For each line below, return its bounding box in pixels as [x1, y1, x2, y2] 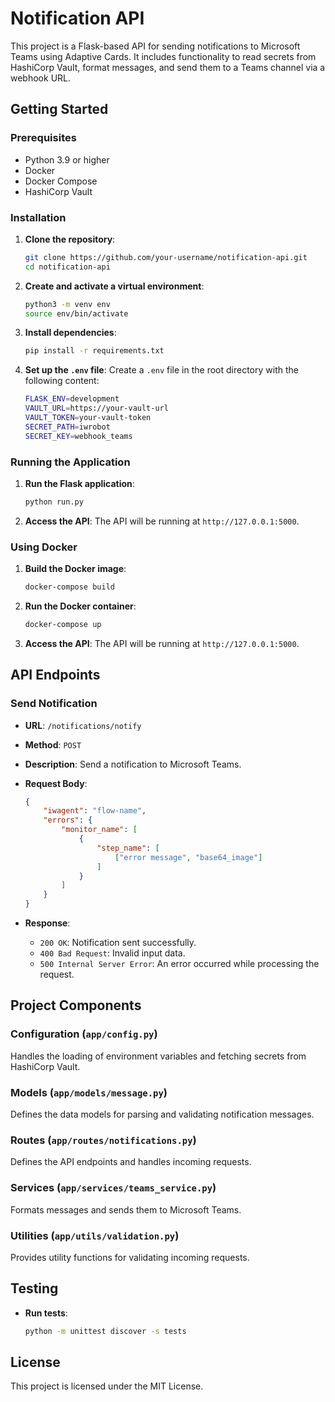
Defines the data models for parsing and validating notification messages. [10, 1108, 315, 1121]
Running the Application [10, 455, 131, 469]
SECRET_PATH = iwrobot [24, 422, 111, 432]
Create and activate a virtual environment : [24, 280, 205, 292]
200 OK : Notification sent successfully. [39, 937, 197, 949]
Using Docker [10, 540, 78, 554]
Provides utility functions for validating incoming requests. [10, 1251, 250, 1263]
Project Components [10, 997, 142, 1014]
